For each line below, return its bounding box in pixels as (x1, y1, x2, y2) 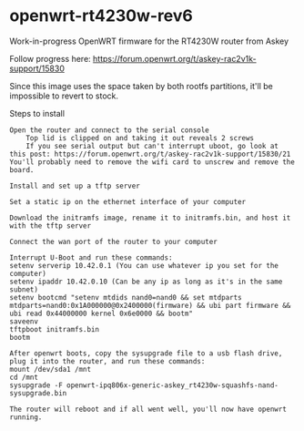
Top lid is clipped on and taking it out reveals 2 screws (25, 133, 255, 142)
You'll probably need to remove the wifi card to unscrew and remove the (9, 157, 296, 167)
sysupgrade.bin (9, 388, 67, 397)
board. (9, 165, 35, 174)
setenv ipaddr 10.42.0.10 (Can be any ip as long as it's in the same (9, 277, 283, 286)
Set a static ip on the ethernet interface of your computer (9, 197, 247, 206)
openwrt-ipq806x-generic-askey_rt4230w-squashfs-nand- (66, 380, 279, 390)
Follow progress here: (9, 53, 91, 64)
